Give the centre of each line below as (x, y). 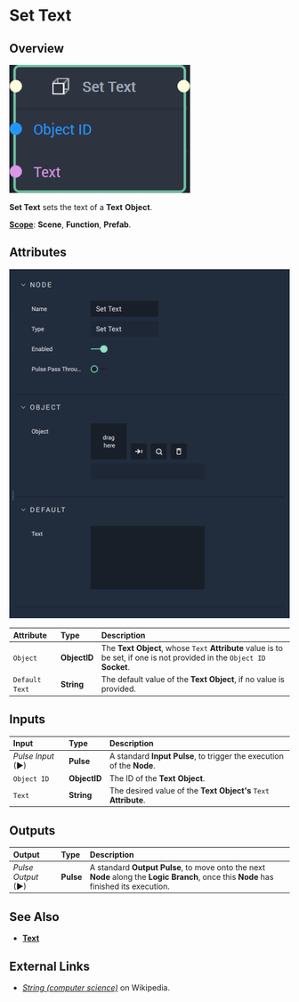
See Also (34, 917)
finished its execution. (130, 886)
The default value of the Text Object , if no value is (193, 680)
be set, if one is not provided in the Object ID (183, 657)
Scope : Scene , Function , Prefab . (70, 224)
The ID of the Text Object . (158, 778)
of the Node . (133, 766)
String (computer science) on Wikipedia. (96, 987)
